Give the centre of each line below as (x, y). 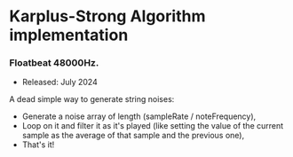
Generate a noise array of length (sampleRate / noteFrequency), (139, 116)
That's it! (38, 145)
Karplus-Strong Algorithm (107, 16)
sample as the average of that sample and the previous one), (133, 136)
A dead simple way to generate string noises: (92, 99)
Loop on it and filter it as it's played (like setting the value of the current (153, 126)
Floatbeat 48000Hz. (54, 63)
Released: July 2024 (59, 82)
